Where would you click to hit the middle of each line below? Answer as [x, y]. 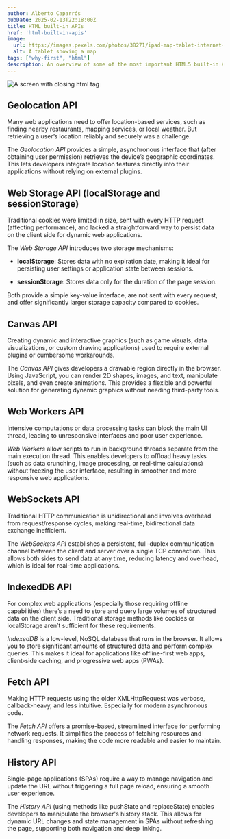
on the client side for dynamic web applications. [75, 235]
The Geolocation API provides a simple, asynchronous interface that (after [112, 150]
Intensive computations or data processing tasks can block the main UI [107, 428]
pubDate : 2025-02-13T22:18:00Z [52, 20]
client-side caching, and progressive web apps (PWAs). [86, 660]
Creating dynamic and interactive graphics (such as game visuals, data [107, 340]
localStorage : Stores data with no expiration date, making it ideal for [113, 262]
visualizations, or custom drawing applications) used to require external [108, 348]
